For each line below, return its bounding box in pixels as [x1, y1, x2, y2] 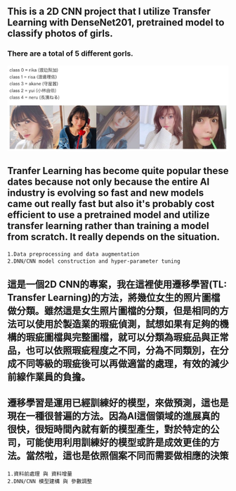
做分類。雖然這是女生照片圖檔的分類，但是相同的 [7, 304, 220, 316]
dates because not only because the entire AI [7, 176, 210, 188]
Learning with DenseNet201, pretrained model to [7, 17, 225, 29]
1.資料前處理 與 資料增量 [7, 470, 72, 478]
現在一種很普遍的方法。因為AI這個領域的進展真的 [7, 410, 220, 422]
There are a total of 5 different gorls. [7, 49, 133, 58]
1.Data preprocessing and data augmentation [7, 250, 140, 258]
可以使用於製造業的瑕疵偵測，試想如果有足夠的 [16, 318, 220, 330]
